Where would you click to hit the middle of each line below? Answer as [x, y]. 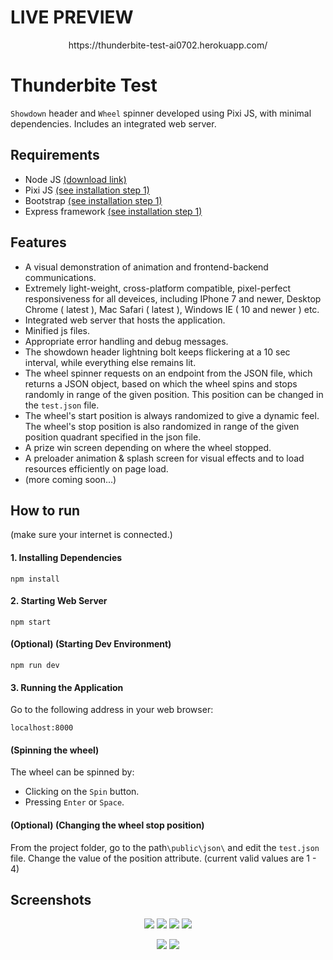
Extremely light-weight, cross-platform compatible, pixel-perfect [158, 288]
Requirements [55, 155]
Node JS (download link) [75, 179]
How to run [45, 510]
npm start [31, 622]
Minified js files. [57, 330]
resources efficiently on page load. [96, 468]
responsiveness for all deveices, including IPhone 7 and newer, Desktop [173, 298]
